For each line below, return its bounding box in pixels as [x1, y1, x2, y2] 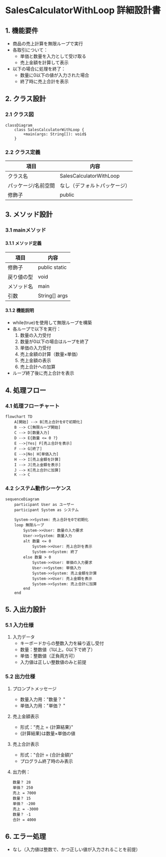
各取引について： [12, 47, 48, 53]
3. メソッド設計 [5, 210, 53, 219]
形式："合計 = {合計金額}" [20, 752, 73, 758]
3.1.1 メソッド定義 [5, 240, 42, 246]
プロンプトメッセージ [12, 685, 57, 692]
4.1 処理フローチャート [5, 403, 60, 410]
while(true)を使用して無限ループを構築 [12, 319, 92, 325]
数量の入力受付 [20, 332, 51, 338]
